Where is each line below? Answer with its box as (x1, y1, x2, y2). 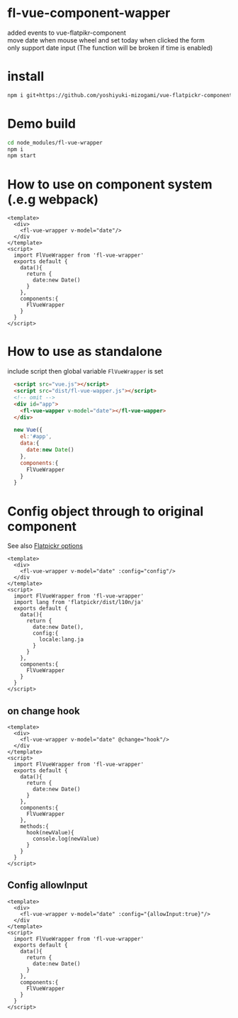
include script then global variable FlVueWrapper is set (7, 367, 164, 376)
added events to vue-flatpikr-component (7, 28, 126, 37)
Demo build (7, 116, 76, 132)
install (7, 69, 45, 84)
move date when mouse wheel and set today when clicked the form (7, 35, 205, 44)
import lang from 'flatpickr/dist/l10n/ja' (13, 599, 144, 606)
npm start (7, 152, 37, 160)
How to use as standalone (7, 344, 163, 359)
